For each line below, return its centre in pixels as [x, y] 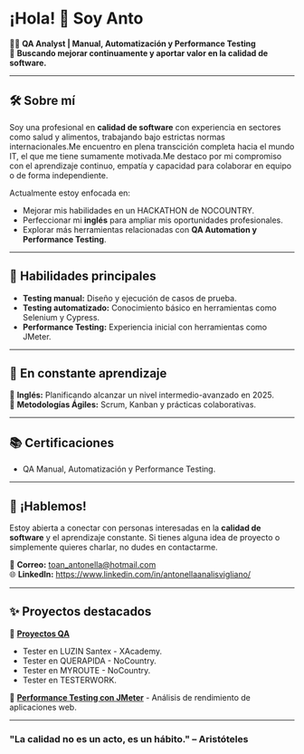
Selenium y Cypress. [61, 317]
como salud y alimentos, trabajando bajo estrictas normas [118, 137]
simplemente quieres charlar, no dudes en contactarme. [114, 547]
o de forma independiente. [59, 175]
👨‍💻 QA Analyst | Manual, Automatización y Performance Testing [133, 43]
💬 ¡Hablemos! [48, 506]
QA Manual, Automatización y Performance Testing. [119, 469]
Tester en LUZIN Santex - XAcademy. [92, 651]
